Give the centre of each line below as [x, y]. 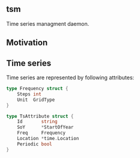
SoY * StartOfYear [45, 127]
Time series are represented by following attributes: [70, 77]
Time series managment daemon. [48, 23]
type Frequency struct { [37, 89]
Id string [38, 122]
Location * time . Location [48, 139]
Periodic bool [35, 144]
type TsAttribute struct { [40, 116]
